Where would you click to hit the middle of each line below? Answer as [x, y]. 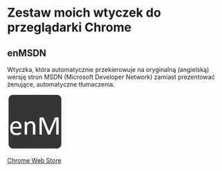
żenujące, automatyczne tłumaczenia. [61, 84]
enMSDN [27, 53]
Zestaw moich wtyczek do [84, 13]
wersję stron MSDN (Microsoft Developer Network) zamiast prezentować [111, 77]
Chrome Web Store [35, 160]
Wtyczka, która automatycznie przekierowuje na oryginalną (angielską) [108, 70]
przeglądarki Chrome [70, 27]
